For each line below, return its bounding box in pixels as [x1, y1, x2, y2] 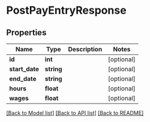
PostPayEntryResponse [6, 4, 127, 17]
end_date [9, 75, 37, 83]
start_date [9, 65, 40, 73]
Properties [6, 28, 47, 38]
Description [68, 45, 103, 53]
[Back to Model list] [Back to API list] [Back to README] [6, 109, 144, 117]
